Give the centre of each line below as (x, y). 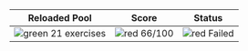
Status (208, 18)
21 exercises (78, 33)
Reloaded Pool (60, 18)
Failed (221, 33)
